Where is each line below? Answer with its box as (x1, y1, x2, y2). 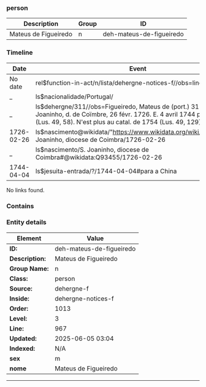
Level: (9, 314, 28, 322)
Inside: (9, 294, 29, 303)
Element (17, 234, 42, 243)
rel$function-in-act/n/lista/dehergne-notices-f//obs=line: (35, 78, 205, 87)
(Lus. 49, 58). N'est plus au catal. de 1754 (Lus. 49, (35, 117, 186, 126)
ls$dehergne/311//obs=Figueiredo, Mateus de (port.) (35, 102, 190, 111)
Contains (6, 201, 34, 210)
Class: (9, 274, 28, 283)
